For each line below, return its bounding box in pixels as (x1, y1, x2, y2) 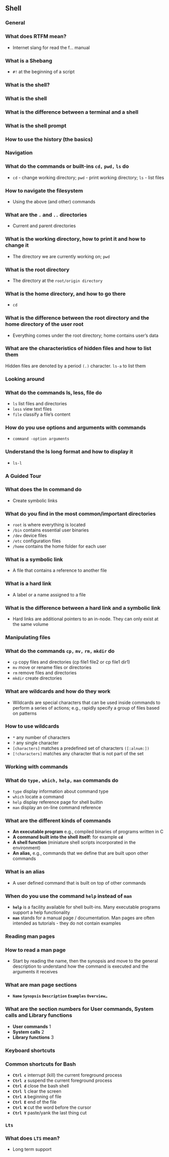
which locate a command (12, 794, 64, 800)
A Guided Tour (5, 472, 41, 479)
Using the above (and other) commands (12, 199, 96, 205)
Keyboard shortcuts (5, 1047, 55, 1054)
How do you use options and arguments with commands (5, 424, 146, 431)
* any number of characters (12, 734, 71, 740)
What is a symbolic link (5, 556, 63, 563)
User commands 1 (12, 1023, 51, 1029)
